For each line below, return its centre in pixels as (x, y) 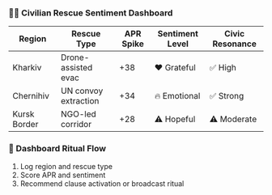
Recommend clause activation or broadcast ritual (102, 183)
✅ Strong (227, 96)
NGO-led (79, 114)
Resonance (234, 44)
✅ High (223, 68)
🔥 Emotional (177, 96)
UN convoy (82, 91)
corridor (76, 125)
